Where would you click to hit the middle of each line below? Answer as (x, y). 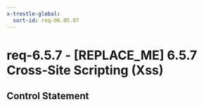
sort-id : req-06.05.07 (46, 20)
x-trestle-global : (33, 14)
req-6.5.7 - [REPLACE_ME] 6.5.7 (102, 55)
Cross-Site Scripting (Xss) (85, 70)
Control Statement (48, 96)
